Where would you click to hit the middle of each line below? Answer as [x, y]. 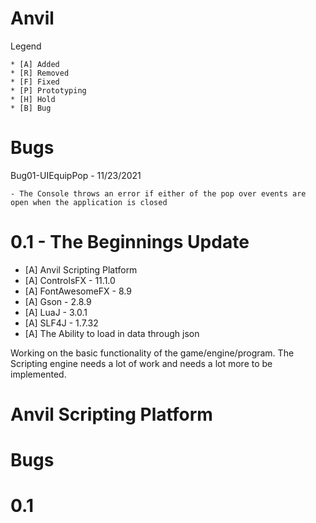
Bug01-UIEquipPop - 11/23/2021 [76, 175]
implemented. [38, 374]
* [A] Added [35, 64]
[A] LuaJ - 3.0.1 [56, 312]
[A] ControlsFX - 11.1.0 [70, 280]
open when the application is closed [89, 202]
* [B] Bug [31, 108]
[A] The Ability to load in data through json [112, 333]
